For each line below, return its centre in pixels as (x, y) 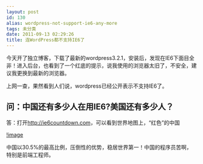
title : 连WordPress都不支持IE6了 (46, 40)
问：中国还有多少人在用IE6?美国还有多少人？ (90, 107)
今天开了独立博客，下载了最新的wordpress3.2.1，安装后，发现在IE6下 (93, 58)
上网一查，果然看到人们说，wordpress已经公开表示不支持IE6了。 (87, 86)
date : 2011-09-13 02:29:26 (40, 34)
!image (15, 134)
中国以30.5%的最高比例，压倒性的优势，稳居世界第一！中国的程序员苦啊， (99, 147)
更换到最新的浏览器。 (43, 73)
